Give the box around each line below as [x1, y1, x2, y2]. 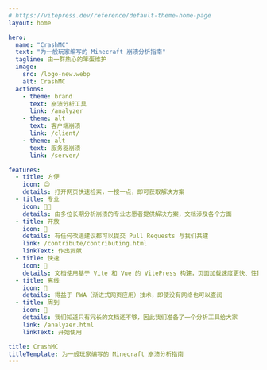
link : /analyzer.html [22, 321, 94, 329]
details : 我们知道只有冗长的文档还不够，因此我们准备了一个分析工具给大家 [22, 314, 238, 322]
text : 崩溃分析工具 [29, 100, 87, 108]
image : [15, 63, 37, 71]
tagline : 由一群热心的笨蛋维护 [15, 56, 107, 64]
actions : [15, 85, 44, 93]
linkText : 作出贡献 [22, 247, 82, 255]
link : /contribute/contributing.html [22, 240, 148, 248]
